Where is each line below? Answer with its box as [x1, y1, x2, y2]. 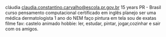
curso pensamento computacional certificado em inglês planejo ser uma [5, 10, 156, 16]
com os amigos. [5, 26, 39, 32]
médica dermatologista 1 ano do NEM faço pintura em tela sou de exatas [5, 15, 157, 21]
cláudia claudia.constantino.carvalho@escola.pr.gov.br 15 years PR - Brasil [5, 5, 161, 10]
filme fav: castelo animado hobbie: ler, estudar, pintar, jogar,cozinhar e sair [5, 20, 161, 26]
